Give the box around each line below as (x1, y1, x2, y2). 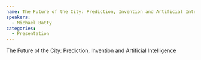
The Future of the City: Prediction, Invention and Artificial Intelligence (6, 47, 176, 54)
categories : (6, 25, 36, 31)
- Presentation (11, 31, 50, 37)
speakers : (6, 14, 31, 20)
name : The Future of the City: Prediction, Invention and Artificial (6, 8, 184, 15)
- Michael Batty (11, 20, 52, 26)
